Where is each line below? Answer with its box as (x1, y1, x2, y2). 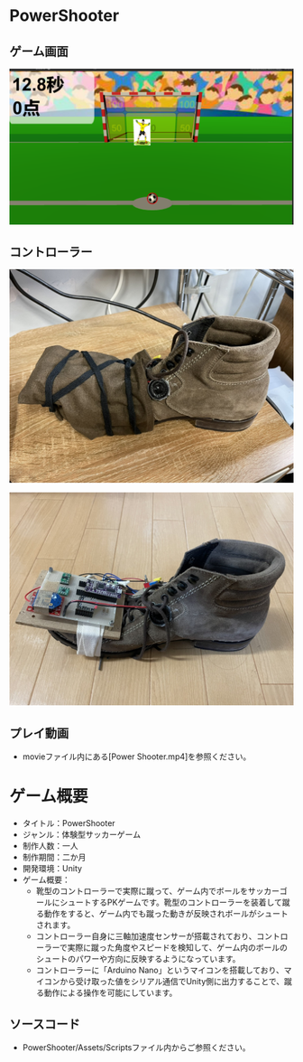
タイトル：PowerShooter (22, 818, 115, 829)
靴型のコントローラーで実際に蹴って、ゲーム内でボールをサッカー (35, 886, 280, 897)
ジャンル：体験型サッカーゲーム (22, 829, 142, 841)
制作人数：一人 (22, 841, 78, 851)
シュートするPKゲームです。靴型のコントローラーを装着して (60, 897, 282, 908)
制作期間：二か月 (22, 851, 87, 863)
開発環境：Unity (22, 863, 83, 874)
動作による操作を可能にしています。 (43, 987, 178, 999)
